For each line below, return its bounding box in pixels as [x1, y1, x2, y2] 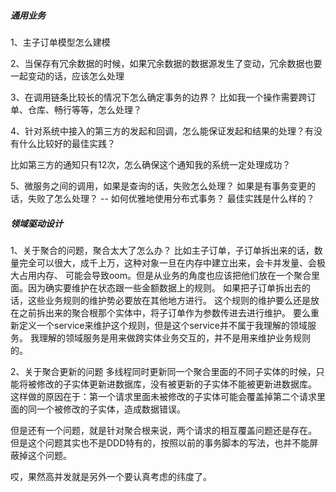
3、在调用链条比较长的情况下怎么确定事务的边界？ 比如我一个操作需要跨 [10, 91, 308, 103]
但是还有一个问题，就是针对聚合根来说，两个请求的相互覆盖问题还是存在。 [10, 424, 317, 436]
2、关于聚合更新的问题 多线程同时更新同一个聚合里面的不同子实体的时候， [10, 365, 317, 377]
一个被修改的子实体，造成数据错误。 [36, 403, 186, 415]
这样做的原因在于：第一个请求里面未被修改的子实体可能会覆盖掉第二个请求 [10, 390, 317, 402]
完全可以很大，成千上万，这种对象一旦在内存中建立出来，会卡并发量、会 [18, 256, 317, 269]
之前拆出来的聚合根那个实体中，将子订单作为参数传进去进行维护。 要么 [18, 306, 311, 319]
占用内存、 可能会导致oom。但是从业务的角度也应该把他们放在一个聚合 [18, 269, 312, 281]
